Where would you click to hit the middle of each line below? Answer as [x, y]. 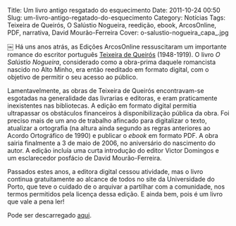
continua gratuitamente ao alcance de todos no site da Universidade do [111, 179]
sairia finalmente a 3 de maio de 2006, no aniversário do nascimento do [112, 143]
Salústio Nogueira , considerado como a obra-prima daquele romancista [112, 62]
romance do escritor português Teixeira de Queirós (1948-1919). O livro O [114, 55]
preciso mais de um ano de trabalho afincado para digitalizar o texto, [107, 120]
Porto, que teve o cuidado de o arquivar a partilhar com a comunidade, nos [116, 187]
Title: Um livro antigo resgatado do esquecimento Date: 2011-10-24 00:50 [114, 10]
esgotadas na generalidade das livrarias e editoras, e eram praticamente [112, 98]
